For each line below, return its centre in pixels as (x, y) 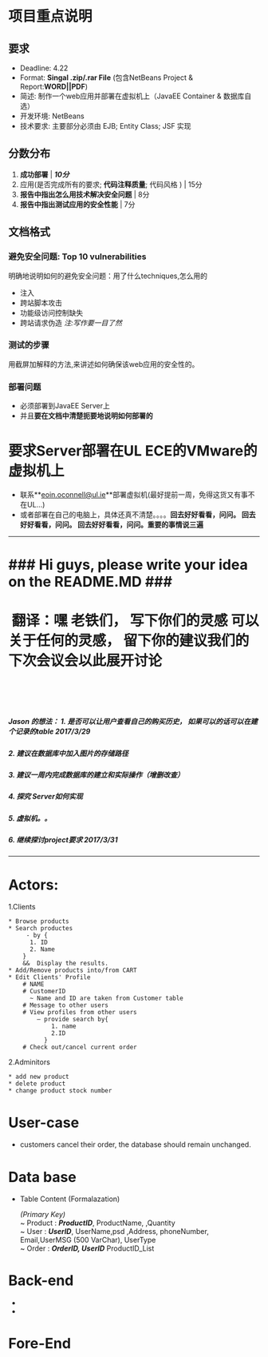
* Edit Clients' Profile (49, 977)
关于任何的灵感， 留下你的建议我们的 (129, 641)
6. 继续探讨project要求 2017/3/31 (63, 840)
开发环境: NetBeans (52, 116)
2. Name (42, 949)
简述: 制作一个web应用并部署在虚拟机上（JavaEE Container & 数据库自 (136, 96)
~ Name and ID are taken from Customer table (106, 999)
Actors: (33, 885)
